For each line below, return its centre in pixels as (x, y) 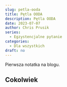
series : (13, 32)
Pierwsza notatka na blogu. (33, 65)
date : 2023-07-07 (23, 23)
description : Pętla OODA (30, 19)
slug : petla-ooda (23, 10)
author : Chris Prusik (27, 28)
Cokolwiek (22, 79)
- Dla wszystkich (27, 46)
